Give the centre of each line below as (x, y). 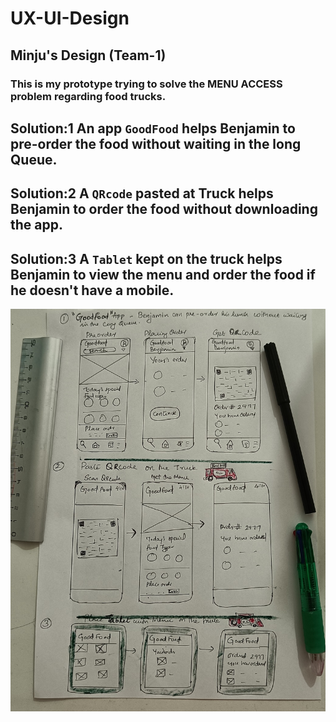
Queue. (34, 159)
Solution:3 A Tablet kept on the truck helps (146, 258)
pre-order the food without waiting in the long (156, 143)
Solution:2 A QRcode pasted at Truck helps (142, 193)
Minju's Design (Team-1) (88, 55)
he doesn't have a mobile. (92, 290)
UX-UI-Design (70, 18)
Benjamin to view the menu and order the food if (163, 274)
